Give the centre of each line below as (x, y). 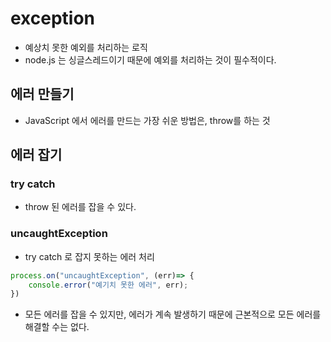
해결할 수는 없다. (57, 327)
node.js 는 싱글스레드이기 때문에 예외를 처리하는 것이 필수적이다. (150, 59)
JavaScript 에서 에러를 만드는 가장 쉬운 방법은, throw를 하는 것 (147, 120)
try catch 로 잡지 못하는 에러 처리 (89, 256)
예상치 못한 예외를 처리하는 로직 (86, 47)
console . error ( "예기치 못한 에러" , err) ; (108, 285)
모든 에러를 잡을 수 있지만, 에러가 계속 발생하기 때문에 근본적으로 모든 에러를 (173, 314)
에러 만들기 (42, 94)
